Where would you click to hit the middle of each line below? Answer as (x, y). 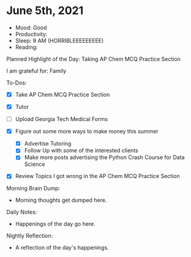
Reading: (26, 47)
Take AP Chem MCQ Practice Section (62, 94)
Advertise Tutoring (48, 144)
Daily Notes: (22, 212)
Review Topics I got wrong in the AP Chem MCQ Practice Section (97, 176)
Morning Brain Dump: (33, 188)
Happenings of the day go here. (55, 224)
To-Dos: (17, 83)
